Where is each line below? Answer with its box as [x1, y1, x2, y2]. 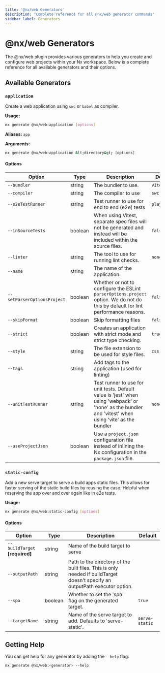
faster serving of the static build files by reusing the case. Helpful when [5, 485, 150, 491]
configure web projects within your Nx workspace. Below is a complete [5, 59, 149, 65]
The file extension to [94, 345, 141, 352]
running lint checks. [94, 256, 139, 263]
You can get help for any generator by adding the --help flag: [5, 653, 129, 660]
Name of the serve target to [68, 611, 132, 618]
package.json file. [94, 455, 134, 462]
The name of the [94, 264, 132, 271]
